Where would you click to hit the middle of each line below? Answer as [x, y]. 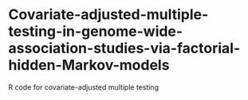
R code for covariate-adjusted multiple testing [84, 87]
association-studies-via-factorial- [124, 48]
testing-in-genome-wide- [96, 31]
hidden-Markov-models [89, 65]
